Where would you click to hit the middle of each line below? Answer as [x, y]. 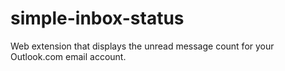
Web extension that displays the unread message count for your [142, 46]
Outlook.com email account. [68, 56]
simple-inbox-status [97, 18]
